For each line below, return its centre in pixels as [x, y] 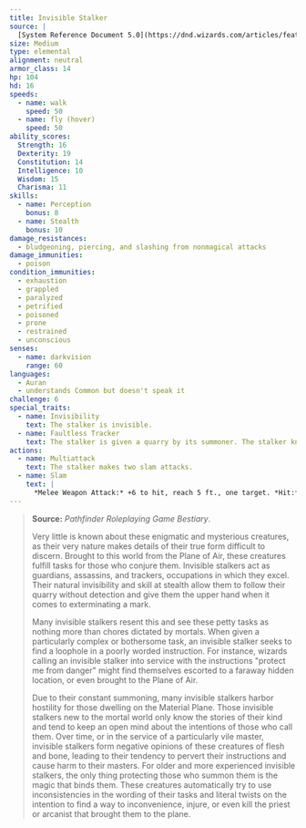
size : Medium [34, 43]
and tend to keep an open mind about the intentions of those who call [162, 727]
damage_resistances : [49, 238]
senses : [24, 348]
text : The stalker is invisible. [89, 425]
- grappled [38, 289]
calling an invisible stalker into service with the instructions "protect [158, 660]
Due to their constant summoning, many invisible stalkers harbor [153, 698]
